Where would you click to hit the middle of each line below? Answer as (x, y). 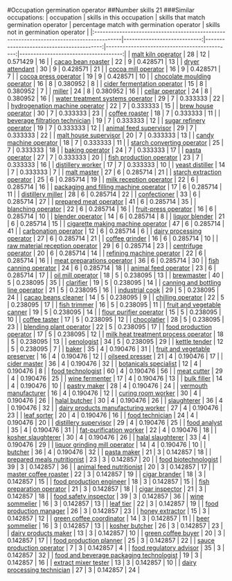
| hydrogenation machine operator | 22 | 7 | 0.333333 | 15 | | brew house (110, 106)
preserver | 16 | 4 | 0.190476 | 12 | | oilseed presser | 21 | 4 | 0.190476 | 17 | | (115, 356)
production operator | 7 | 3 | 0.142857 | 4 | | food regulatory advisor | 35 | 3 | (116, 548)
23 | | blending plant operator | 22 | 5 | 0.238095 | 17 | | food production (110, 327)
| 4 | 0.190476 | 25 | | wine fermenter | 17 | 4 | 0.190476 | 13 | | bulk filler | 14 (115, 378)
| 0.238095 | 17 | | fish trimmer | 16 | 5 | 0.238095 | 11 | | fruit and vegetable (114, 305)
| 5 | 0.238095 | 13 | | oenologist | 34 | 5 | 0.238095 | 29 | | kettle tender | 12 (115, 341)
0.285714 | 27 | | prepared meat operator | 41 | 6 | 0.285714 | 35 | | (102, 201)
